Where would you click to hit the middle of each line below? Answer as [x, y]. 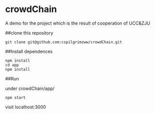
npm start [16, 97]
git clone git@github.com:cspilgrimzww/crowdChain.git [64, 42]
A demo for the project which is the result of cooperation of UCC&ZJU [78, 23]
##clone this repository [29, 33]
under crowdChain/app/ [30, 88]
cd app [12, 65]
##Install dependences [29, 51]
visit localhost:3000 [26, 107]
